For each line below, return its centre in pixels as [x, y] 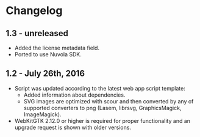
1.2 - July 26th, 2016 [45, 74]
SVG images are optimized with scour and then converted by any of [109, 101]
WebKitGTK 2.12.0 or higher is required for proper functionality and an [102, 120]
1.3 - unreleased [37, 33]
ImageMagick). [42, 114]
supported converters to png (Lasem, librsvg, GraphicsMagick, [102, 108]
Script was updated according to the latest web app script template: [100, 88]
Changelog [34, 11]
